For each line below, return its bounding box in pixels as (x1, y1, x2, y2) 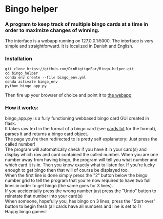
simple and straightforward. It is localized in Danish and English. (5, 43, 133, 49)
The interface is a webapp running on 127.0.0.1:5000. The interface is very (5, 38, 154, 44)
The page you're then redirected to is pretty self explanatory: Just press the (5, 136, 158, 142)
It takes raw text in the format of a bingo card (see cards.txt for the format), (5, 126, 157, 132)
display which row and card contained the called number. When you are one (5, 152, 159, 158)
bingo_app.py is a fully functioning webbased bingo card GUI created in (5, 116, 149, 121)
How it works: (5, 104, 39, 111)
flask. (5, 120, 16, 126)
